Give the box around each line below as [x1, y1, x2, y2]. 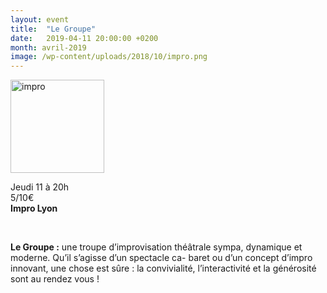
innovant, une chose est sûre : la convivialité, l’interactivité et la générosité [10, 262, 317, 275]
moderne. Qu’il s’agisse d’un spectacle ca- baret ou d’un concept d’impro [10, 252, 313, 264]
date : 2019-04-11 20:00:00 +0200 [10, 33, 159, 43]
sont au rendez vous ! [10, 273, 100, 285]
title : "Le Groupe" [10, 24, 97, 34]
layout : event [10, 14, 70, 25]
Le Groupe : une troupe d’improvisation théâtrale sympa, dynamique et [10, 241, 303, 253]
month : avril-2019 [10, 42, 87, 53]
